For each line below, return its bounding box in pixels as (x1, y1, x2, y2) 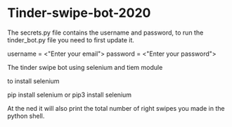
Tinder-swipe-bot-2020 (7, 5, 151, 21)
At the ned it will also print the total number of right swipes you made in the (7, 104, 225, 112)
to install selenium (7, 76, 60, 85)
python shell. (7, 111, 45, 120)
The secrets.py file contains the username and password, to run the (7, 28, 204, 37)
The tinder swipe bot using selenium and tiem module (7, 63, 163, 71)
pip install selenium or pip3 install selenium (7, 90, 132, 99)
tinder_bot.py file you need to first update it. (7, 35, 135, 44)
